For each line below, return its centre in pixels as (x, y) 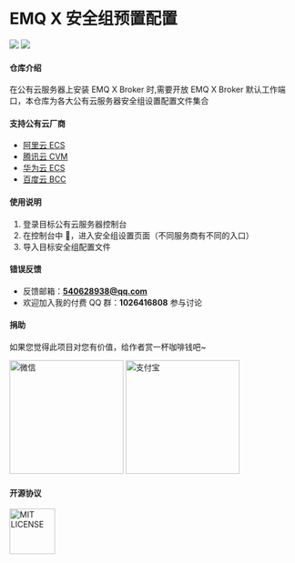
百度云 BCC (44, 179)
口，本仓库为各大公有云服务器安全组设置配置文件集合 (109, 101)
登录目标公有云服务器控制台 (75, 224)
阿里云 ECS (44, 146)
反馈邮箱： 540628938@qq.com (85, 291)
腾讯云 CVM (45, 156)
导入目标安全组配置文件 (66, 246)
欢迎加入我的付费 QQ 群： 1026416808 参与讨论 (112, 302)
